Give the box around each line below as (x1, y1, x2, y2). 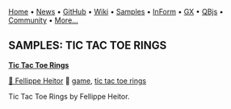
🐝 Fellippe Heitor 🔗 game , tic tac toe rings (8, 76, 147, 86)
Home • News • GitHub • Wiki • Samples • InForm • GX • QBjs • (8, 7, 224, 16)
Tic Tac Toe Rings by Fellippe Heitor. (8, 91, 130, 101)
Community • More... (8, 15, 78, 25)
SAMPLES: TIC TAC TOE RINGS (8, 39, 167, 52)
